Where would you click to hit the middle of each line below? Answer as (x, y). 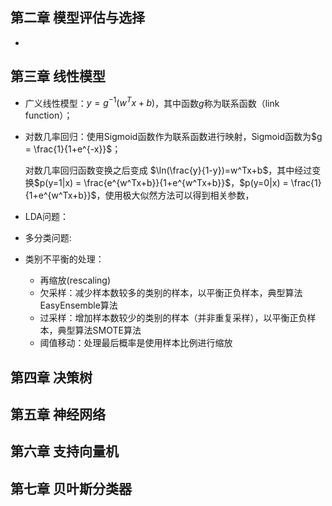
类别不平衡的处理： (64, 259)
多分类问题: (48, 238)
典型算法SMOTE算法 (99, 330)
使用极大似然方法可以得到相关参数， (179, 195)
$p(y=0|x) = (264, 183)
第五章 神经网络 (58, 414)
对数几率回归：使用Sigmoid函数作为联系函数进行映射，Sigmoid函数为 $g (173, 137)
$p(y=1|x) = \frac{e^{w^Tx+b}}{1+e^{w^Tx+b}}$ (132, 183)
